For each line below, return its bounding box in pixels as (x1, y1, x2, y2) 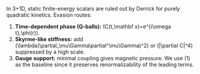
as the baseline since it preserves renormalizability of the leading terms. (14, 61, 194, 68)
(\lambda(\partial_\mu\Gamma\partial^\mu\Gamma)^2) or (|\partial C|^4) (14, 42, 193, 49)
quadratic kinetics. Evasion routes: (6, 11, 92, 18)
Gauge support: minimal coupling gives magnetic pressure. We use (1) (14, 55, 191, 61)
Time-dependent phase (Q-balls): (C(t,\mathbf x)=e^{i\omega (14, 23, 172, 30)
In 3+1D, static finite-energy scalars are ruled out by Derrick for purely (6, 5, 181, 12)
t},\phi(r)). (14, 29, 40, 36)
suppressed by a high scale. (14, 48, 86, 55)
